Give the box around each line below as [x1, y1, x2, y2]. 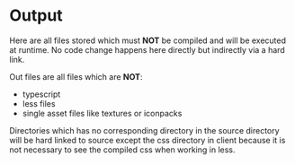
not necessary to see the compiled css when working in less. [9, 144, 236, 155]
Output [9, 5, 63, 26]
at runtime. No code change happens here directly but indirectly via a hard [9, 44, 285, 55]
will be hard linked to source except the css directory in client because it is [9, 134, 286, 145]
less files [22, 98, 56, 108]
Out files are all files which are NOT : [9, 71, 143, 82]
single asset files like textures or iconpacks [22, 108, 183, 118]
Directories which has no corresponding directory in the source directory [9, 125, 281, 135]
